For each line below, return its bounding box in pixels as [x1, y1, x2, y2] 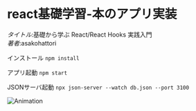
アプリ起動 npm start [7, 68, 68, 77]
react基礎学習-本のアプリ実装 [7, 6, 177, 22]
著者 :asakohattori [7, 39, 57, 47]
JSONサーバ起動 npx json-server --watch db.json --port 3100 [7, 83, 189, 91]
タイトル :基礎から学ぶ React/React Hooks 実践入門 [7, 30, 152, 39]
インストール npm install [7, 53, 80, 62]
